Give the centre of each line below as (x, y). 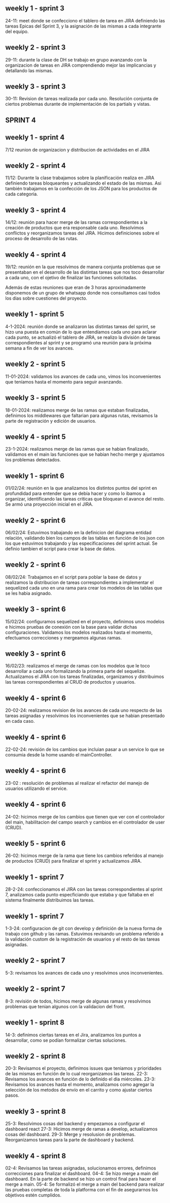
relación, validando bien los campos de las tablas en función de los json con (85, 538)
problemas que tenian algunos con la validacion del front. (65, 1006)
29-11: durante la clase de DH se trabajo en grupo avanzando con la (76, 60)
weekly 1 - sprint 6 (35, 476)
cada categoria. (22, 194)
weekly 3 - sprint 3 (36, 87)
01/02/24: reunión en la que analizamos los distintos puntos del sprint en (81, 488)
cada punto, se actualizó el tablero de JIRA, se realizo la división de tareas (83, 337)
